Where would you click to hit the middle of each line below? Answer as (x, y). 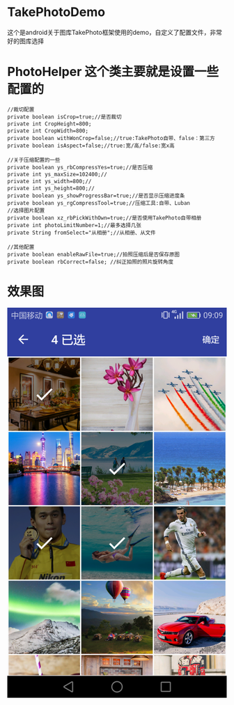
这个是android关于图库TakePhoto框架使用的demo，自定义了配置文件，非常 (115, 32)
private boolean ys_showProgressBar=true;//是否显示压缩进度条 (96, 196)
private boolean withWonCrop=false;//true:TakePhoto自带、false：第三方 (111, 138)
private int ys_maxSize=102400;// (57, 174)
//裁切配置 (21, 109)
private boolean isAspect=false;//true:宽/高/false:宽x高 (91, 146)
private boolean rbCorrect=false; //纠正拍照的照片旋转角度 (91, 262)
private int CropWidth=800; (48, 131)
